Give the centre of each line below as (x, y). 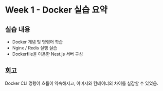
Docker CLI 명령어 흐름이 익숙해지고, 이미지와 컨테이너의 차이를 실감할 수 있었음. (82, 83)
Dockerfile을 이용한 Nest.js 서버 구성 (47, 54)
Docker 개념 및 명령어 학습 (37, 42)
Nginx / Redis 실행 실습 (35, 48)
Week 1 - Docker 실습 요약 (56, 10)
